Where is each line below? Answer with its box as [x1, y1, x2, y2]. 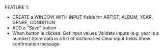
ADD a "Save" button [12, 25, 57, 31]
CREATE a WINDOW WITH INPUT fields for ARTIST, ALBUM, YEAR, [12, 14, 153, 20]
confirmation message [12, 41, 60, 47]
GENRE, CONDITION [12, 20, 56, 25]
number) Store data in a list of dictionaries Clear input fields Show [12, 35, 151, 41]
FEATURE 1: [5, 5, 29, 10]
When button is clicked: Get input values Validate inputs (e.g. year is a [12, 30, 159, 36]
